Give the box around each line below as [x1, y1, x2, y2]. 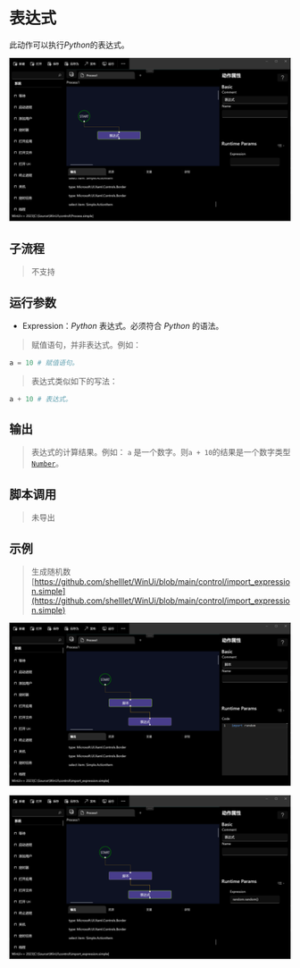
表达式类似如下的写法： [30, 375, 118, 386]
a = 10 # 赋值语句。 [9, 358, 79, 367]
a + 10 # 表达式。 [9, 394, 73, 403]
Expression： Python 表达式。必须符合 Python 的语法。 [21, 320, 224, 331]
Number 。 [30, 458, 64, 469]
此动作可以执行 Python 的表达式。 [9, 39, 129, 50]
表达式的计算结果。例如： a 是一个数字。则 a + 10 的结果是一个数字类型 [30, 447, 291, 458]
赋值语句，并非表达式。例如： [30, 339, 141, 349]
